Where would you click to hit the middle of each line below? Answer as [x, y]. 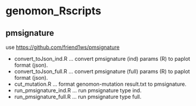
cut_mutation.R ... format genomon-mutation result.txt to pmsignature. [100, 84]
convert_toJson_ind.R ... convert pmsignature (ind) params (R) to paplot [102, 59]
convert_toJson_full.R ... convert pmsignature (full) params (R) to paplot [102, 71]
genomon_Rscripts [54, 11]
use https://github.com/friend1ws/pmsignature [63, 47]
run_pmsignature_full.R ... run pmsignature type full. [78, 97]
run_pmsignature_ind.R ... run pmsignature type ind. [78, 90]
